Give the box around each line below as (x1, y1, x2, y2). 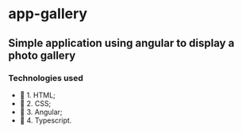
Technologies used (8, 72, 83, 83)
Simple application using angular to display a (8, 36, 235, 50)
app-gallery (8, 5, 88, 23)
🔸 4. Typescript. (19, 116, 72, 125)
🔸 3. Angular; (19, 107, 63, 116)
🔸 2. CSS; (19, 98, 52, 108)
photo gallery (8, 48, 76, 62)
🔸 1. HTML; (19, 90, 56, 100)
